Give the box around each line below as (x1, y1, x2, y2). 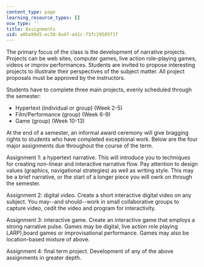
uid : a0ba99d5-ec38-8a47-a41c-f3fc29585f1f (6, 32, 119, 38)
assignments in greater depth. (6, 254, 82, 262)
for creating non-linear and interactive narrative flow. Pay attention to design (6, 160, 198, 168)
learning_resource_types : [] (6, 15, 80, 21)
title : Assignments (6, 26, 56, 32)
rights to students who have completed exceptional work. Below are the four (6, 135, 198, 143)
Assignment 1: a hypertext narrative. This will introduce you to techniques (6, 154, 191, 162)
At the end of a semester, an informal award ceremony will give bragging (6, 129, 189, 137)
